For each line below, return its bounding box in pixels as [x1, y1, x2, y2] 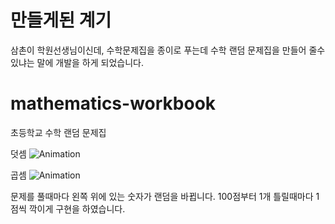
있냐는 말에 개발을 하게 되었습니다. [10, 56, 144, 68]
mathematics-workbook [10, 92, 217, 115]
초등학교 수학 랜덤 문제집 [10, 126, 107, 138]
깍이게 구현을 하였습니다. [28, 202, 126, 215]
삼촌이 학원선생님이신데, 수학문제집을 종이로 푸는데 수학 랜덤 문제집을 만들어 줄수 [10, 44, 326, 56]
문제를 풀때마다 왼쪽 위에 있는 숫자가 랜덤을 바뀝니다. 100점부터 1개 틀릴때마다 [10, 190, 314, 202]
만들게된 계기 [10, 9, 112, 32]
